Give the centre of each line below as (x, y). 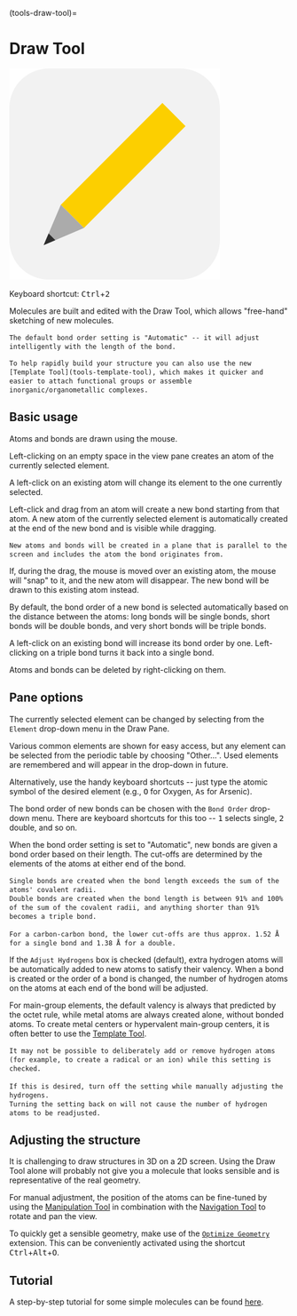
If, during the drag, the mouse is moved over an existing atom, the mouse (143, 570)
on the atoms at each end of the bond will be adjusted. (109, 988)
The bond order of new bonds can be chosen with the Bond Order (129, 809)
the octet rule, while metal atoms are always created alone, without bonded (147, 1014)
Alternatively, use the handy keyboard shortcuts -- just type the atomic (139, 782)
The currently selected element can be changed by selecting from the (137, 719)
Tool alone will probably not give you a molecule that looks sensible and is (145, 1171)
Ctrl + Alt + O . (35, 1253)
